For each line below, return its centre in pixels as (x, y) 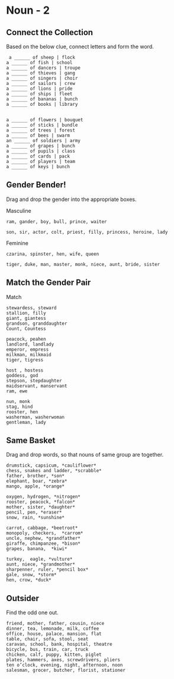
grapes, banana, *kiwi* (37, 549)
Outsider (23, 598)
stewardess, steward (32, 308)
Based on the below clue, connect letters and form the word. (80, 46)
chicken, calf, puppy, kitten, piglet (54, 655)
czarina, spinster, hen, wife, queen (53, 254)
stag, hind (20, 407)
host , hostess (25, 370)
